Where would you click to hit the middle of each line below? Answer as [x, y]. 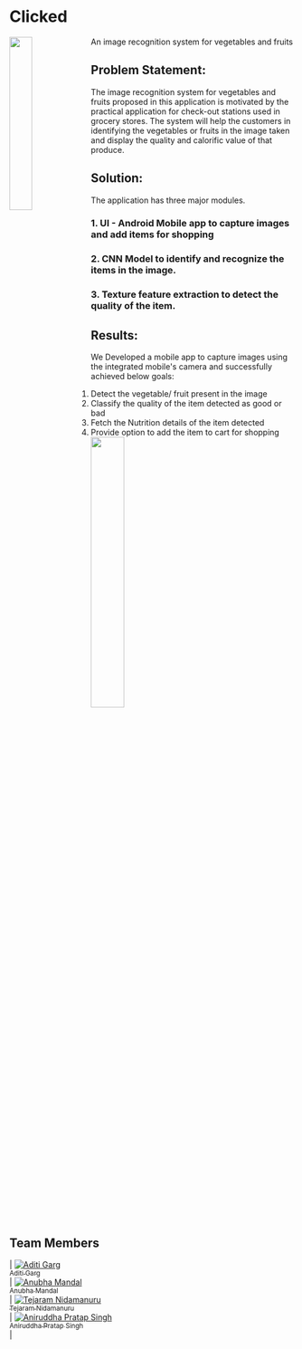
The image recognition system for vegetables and [184, 91]
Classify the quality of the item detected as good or [186, 404]
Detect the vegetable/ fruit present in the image [179, 394]
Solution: [117, 178]
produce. [108, 149]
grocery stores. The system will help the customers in [191, 120]
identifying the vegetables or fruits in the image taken [190, 130]
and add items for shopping [152, 234]
